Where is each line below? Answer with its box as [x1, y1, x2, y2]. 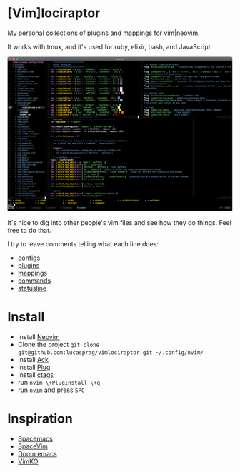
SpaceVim [17, 441, 49, 451]
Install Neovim [17, 332, 60, 341]
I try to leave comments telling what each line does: [7, 239, 159, 248]
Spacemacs [17, 434, 54, 443]
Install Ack [17, 355, 49, 363]
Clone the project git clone [17, 340, 100, 348]
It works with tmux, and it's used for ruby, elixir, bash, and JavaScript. [7, 42, 213, 51]
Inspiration [7, 411, 73, 427]
